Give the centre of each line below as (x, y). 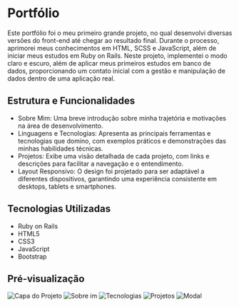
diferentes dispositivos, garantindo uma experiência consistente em (117, 178)
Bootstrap (32, 256)
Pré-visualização (46, 279)
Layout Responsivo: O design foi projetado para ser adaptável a (111, 171)
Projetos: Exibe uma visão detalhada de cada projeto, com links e (113, 156)
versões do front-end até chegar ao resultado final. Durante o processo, (113, 40)
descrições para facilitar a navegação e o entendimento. (101, 163)
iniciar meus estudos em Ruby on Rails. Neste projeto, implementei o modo (117, 56)
